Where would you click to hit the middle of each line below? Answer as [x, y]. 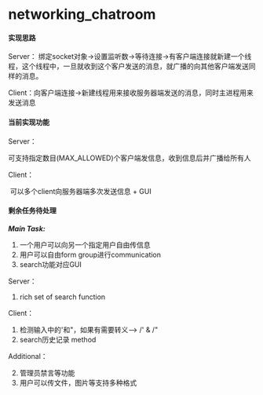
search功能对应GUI [51, 264]
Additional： [28, 356]
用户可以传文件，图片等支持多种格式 [78, 382]
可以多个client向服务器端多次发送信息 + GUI [80, 191]
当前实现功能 [29, 122]
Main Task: [27, 229]
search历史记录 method [58, 339]
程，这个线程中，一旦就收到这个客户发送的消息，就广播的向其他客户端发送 [128, 66]
